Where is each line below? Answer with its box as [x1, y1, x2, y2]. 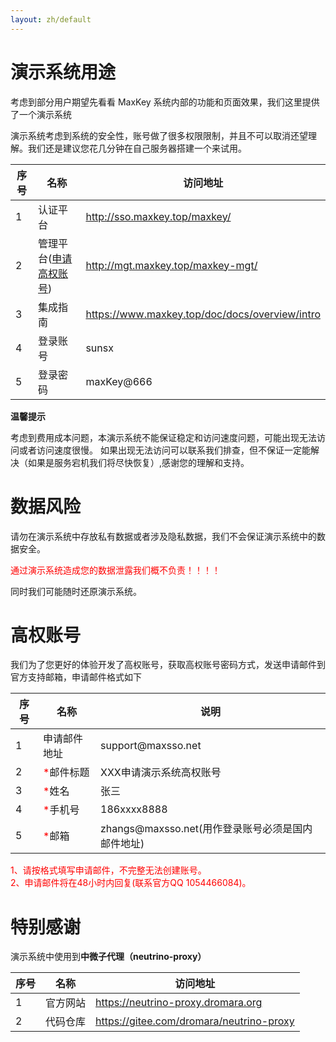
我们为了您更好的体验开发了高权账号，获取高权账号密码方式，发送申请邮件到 [10, 659, 326, 671]
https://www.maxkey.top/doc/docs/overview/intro [85, 307, 321, 321]
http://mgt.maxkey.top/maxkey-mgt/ [85, 258, 258, 272]
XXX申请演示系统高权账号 [100, 766, 222, 780]
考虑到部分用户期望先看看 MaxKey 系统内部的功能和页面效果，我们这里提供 [10, 96, 320, 108]
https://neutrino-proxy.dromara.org [95, 996, 263, 1010]
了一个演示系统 [10, 108, 72, 120]
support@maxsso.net [100, 739, 202, 753]
